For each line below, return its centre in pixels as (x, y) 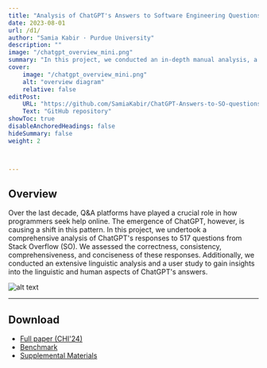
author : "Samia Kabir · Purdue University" (81, 38)
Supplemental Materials (58, 356)
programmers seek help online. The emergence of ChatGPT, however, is (126, 221)
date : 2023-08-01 (37, 23)
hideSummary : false (41, 133)
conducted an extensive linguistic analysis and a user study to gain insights (132, 263)
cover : (19, 67)
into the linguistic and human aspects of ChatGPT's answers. (108, 272)
